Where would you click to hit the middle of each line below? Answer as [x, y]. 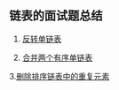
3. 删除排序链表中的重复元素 [59, 76]
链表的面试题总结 [56, 16]
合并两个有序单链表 [57, 57]
